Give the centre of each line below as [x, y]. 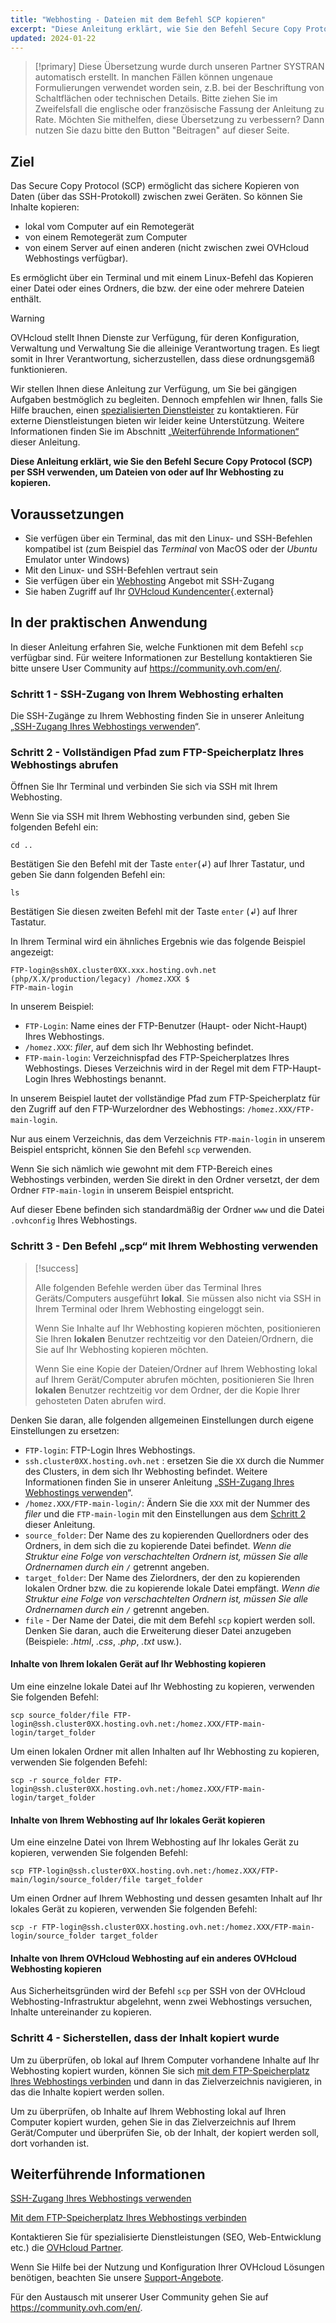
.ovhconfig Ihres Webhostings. [74, 1220]
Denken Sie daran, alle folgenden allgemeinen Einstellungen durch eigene [162, 1420]
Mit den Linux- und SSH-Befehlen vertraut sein [121, 570]
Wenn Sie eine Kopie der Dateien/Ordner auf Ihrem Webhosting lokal [176, 1368]
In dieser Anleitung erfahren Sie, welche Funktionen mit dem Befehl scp [157, 647]
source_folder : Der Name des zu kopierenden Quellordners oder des [166, 1535]
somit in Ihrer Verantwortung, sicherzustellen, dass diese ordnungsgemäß [162, 359]
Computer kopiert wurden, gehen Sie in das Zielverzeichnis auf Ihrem [153, 2122]
